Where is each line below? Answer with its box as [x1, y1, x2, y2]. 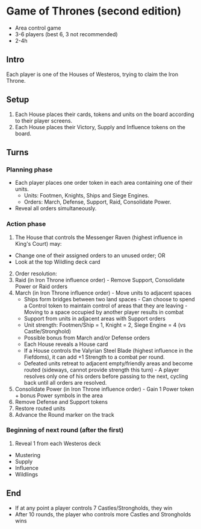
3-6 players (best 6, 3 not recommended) [14, 30, 119, 37]
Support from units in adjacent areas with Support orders [23, 315, 165, 322]
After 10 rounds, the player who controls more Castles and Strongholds [14, 510, 191, 518]
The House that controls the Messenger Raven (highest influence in [14, 234, 183, 241]
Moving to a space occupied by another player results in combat [23, 308, 184, 315]
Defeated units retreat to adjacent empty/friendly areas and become [23, 359, 193, 367]
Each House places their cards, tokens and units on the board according [14, 111, 194, 118]
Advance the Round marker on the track [14, 411, 114, 418]
